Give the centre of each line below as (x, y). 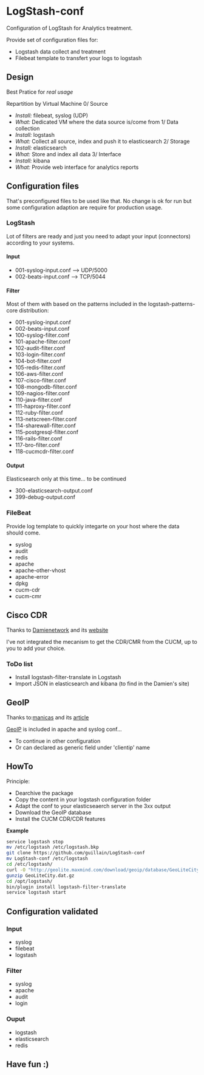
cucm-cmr (28, 596)
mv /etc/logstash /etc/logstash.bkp (53, 847)
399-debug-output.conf (45, 497)
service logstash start (36, 893)
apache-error (32, 576)
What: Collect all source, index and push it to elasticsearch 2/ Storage (102, 141)
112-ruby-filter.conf (39, 413)
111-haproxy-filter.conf (43, 406)
